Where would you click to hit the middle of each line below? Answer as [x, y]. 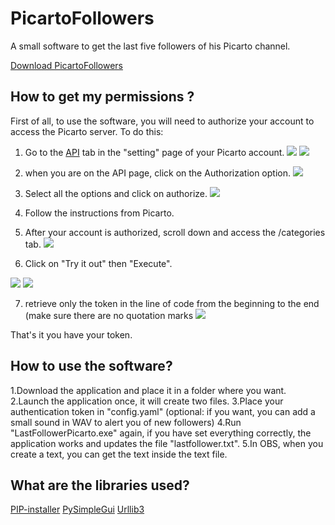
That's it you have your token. [71, 334]
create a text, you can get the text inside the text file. [119, 454]
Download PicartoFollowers [66, 65]
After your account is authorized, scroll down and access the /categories [175, 232]
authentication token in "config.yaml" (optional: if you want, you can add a [163, 411]
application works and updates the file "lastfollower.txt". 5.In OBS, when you [167, 443]
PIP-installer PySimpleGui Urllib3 [77, 509]
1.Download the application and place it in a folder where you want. [148, 390]
